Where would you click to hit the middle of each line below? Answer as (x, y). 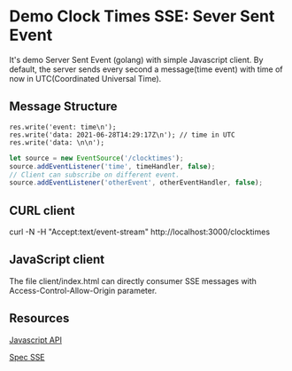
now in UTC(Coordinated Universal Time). (85, 78)
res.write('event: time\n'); (63, 127)
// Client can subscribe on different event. (94, 175)
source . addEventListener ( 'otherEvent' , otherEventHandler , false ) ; (136, 183)
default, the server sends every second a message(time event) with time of (146, 69)
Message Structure (63, 107)
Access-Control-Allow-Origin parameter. (83, 290)
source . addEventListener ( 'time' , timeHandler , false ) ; (112, 166)
